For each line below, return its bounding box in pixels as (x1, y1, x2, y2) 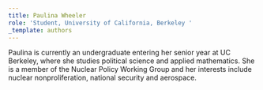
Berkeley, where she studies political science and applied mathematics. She (8, 56, 255, 66)
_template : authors (8, 26, 73, 34)
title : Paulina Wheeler (8, 11, 87, 20)
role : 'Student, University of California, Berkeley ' (8, 19, 193, 27)
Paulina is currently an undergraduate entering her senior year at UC (8, 48, 231, 58)
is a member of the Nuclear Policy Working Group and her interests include (8, 65, 253, 74)
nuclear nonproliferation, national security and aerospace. (8, 73, 197, 83)
